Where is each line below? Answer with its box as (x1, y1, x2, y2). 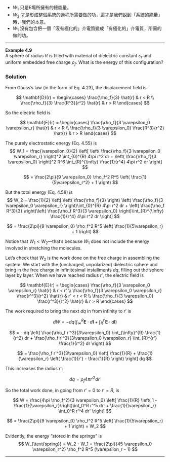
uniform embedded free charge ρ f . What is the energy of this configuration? (5, 59, 163, 66)
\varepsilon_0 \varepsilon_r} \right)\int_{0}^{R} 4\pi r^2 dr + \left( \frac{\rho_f (5, 202, 165, 209)
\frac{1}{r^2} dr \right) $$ (59, 340, 111, 346)
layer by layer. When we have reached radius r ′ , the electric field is (5, 272, 144, 278)
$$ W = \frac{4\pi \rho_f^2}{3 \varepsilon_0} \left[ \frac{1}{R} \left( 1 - (13, 397, 157, 403)
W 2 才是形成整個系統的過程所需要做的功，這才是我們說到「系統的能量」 (12, 12, 163, 19)
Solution (5, 73, 27, 80)
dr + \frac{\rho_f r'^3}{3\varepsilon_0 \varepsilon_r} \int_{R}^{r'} (24, 335, 157, 341)
